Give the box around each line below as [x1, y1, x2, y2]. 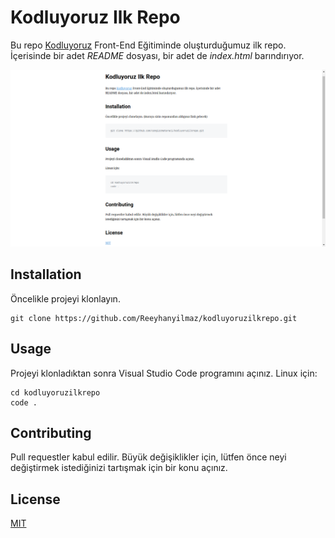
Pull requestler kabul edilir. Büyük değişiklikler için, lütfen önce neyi [10, 451, 287, 463]
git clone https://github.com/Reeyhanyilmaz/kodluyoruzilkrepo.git [10, 313, 298, 323]
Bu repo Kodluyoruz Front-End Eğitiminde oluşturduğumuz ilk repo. [10, 39, 287, 51]
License [10, 491, 61, 508]
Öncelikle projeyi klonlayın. [10, 292, 121, 305]
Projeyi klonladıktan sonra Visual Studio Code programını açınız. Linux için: [10, 367, 318, 379]
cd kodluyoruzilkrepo [10, 387, 101, 398]
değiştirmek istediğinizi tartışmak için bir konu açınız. [10, 462, 228, 474]
